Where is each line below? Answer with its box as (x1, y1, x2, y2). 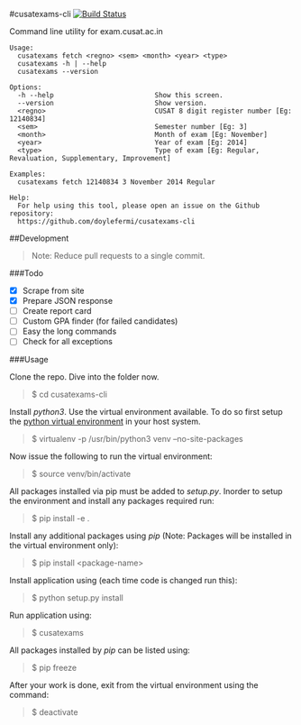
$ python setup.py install (31, 592, 124, 603)
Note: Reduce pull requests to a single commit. (31, 251, 205, 261)
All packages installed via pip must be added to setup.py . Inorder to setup (9, 486, 283, 497)
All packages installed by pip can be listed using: (9, 645, 191, 656)
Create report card (22, 306, 92, 317)
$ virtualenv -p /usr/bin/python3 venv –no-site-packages (31, 434, 243, 445)
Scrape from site (22, 285, 85, 296)
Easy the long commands (22, 326, 117, 337)
